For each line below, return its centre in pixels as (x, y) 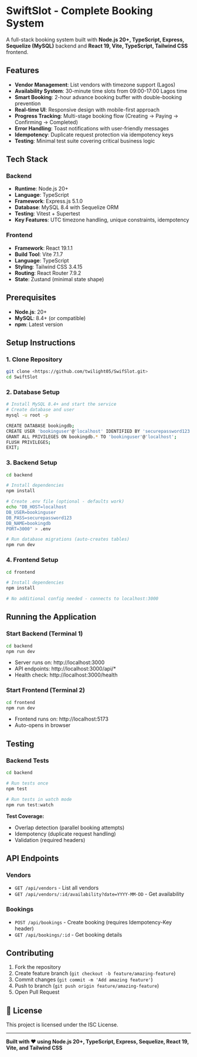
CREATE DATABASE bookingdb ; (40, 426)
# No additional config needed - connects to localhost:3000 (82, 599)
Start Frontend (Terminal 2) (45, 690)
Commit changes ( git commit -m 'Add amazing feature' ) (84, 979)
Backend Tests (28, 760)
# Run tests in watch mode (39, 799)
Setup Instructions (41, 343)
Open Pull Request (37, 992)
